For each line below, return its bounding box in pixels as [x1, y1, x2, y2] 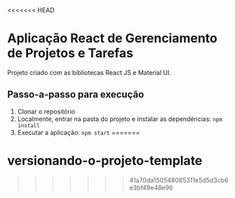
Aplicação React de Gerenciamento [7, 31, 217, 46]
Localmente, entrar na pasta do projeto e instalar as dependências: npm [17, 115, 222, 123]
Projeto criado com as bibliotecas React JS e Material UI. [7, 68, 172, 76]
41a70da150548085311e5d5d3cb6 [129, 176, 229, 184]
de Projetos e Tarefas [7, 45, 133, 62]
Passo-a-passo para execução [7, 89, 145, 101]
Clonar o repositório [17, 107, 76, 115]
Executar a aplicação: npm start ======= [17, 128, 140, 136]
